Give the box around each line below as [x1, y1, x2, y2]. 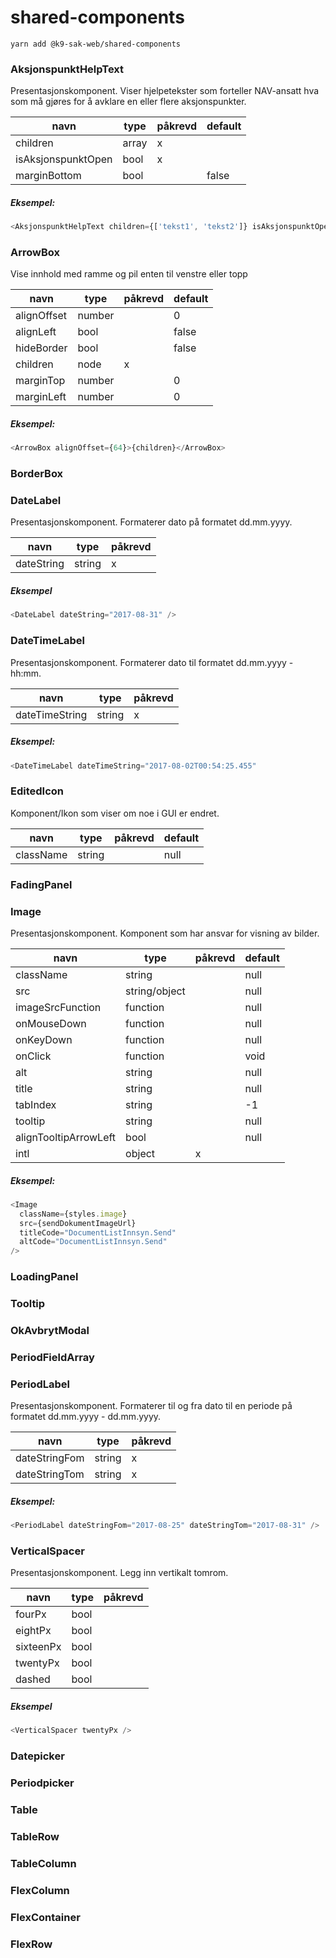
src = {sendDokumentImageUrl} [19, 1218, 137, 1228]
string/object [125, 984, 186, 998]
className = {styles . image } [19, 1209, 128, 1219]
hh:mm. [10, 667, 42, 679]
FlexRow [10, 1937, 53, 1951]
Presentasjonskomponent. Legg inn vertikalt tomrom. [10, 1567, 229, 1579]
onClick [15, 1049, 52, 1063]
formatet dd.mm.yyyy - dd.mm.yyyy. [10, 1411, 162, 1423]
